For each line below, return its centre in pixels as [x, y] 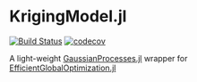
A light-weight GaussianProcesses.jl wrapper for [98, 58]
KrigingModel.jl [68, 16]
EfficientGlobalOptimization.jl [63, 68]
